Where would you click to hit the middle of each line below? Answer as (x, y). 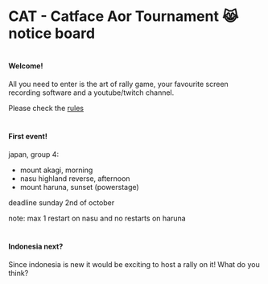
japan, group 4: (33, 154)
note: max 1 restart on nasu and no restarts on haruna (97, 218)
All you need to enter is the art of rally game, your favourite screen (119, 84)
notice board (52, 33)
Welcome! (26, 66)
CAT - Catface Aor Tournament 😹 (124, 16)
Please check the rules (46, 108)
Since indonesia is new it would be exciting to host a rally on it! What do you (134, 264)
